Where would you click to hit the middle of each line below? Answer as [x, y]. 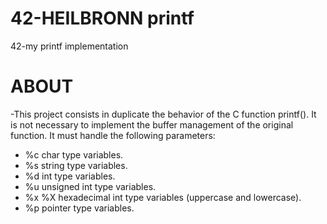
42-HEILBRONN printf [102, 18]
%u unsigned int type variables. [90, 186]
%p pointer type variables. [79, 208]
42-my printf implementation [69, 46]
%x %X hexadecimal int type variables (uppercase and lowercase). [163, 197]
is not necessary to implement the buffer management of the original [152, 124]
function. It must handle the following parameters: [113, 135]
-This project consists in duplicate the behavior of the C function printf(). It [163, 114]
